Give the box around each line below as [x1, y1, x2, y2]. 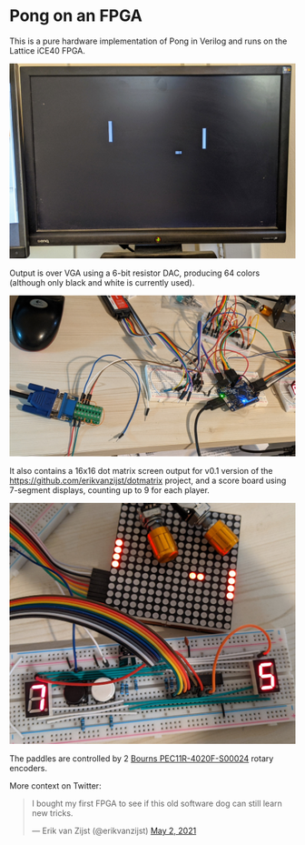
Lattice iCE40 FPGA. [9, 45, 86, 55]
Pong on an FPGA [9, 5, 143, 26]
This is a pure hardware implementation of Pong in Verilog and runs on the [9, 35, 288, 46]
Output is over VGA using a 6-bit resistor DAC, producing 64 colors [9, 267, 261, 278]
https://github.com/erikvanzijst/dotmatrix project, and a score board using [9, 475, 287, 487]
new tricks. [31, 808, 74, 819]
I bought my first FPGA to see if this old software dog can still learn [31, 798, 283, 810]
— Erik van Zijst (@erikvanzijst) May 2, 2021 [31, 825, 197, 837]
